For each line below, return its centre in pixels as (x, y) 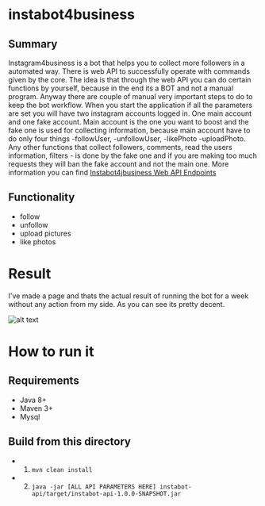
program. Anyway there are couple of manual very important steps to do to (131, 96)
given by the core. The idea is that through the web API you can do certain (130, 80)
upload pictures (45, 233)
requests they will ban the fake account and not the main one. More (119, 164)
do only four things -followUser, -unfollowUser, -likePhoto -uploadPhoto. (127, 139)
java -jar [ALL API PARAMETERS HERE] (94, 487)
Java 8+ (33, 400)
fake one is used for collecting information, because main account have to (129, 130)
